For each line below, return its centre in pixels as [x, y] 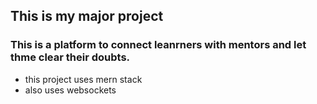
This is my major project [87, 16]
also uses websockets [70, 90]
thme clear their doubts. [70, 57]
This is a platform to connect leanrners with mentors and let [158, 45]
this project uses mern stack [83, 79]
